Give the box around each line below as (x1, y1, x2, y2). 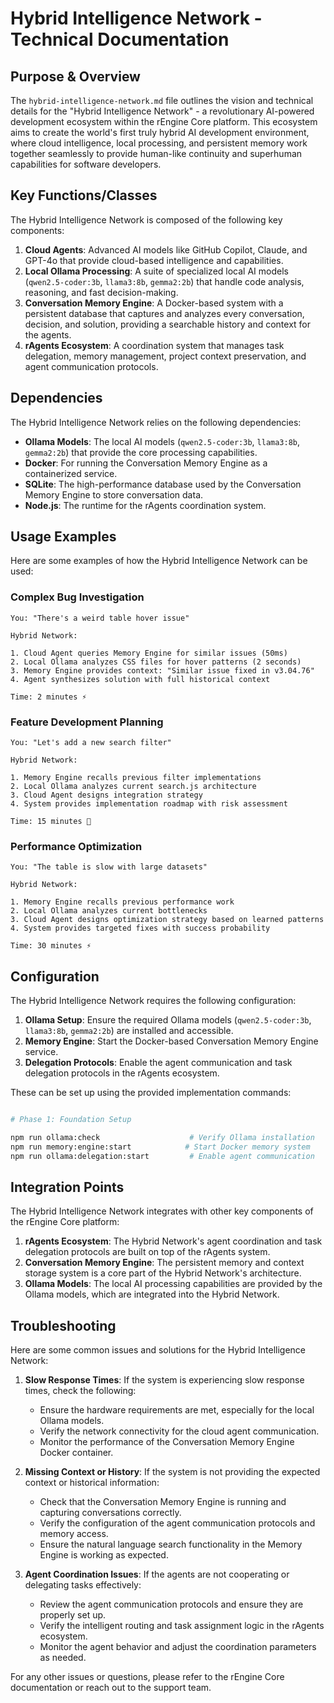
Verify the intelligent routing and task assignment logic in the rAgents (39, 1620, 325, 1632)
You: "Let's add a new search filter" (10, 738, 172, 748)
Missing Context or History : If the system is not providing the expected (24, 1466, 321, 1478)
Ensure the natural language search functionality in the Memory (39, 1538, 303, 1551)
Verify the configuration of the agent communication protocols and (39, 1517, 316, 1529)
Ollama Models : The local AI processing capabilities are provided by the (24, 1278, 323, 1290)
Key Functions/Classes (10, 187, 158, 204)
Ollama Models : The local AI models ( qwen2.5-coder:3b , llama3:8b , (24, 435, 301, 447)
